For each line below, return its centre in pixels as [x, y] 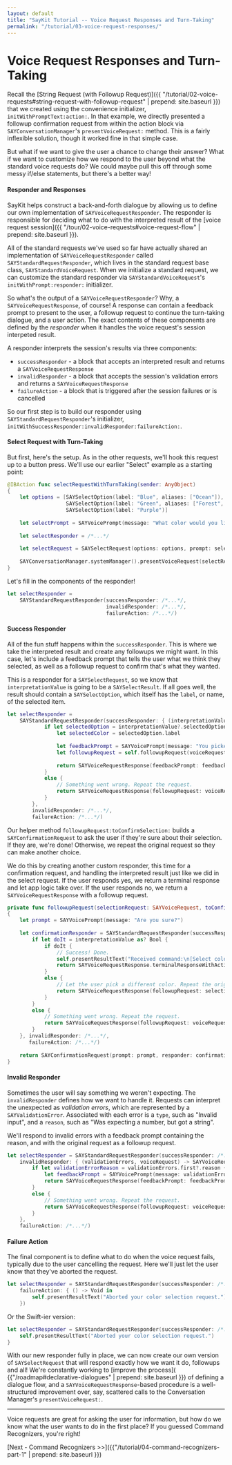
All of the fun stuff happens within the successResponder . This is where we [112, 644]
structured [22, 1392]
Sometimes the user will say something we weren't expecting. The [101, 1093]
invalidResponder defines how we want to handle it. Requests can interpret [114, 1100]
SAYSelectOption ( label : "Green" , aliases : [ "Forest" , [145, 504]
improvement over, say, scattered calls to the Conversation [122, 1392]
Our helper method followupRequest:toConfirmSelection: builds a [101, 830]
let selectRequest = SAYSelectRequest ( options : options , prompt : [116, 549]
